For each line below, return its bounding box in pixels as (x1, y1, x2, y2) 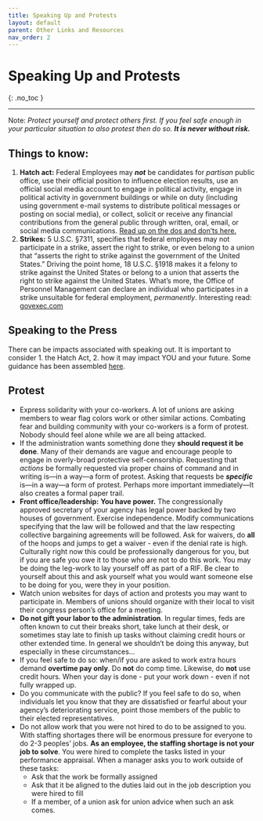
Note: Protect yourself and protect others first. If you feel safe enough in (8, 115, 242, 126)
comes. (31, 805, 56, 815)
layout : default (8, 19, 61, 27)
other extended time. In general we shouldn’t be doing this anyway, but (19, 638, 249, 648)
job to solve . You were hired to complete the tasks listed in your (19, 746, 225, 756)
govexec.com (19, 301, 64, 310)
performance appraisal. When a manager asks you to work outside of (19, 755, 243, 764)
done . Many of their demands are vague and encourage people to (19, 447, 232, 456)
